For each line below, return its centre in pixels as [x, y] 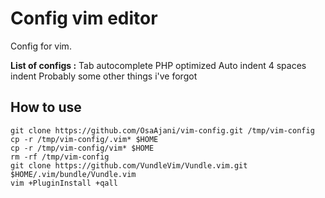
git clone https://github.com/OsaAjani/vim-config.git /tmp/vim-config [162, 130]
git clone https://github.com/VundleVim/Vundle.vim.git [129, 165]
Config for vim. [41, 46]
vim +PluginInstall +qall [64, 183]
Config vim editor [84, 18]
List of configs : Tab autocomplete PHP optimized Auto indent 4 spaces [158, 65]
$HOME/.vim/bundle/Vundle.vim [73, 174]
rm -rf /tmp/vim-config [60, 157]
